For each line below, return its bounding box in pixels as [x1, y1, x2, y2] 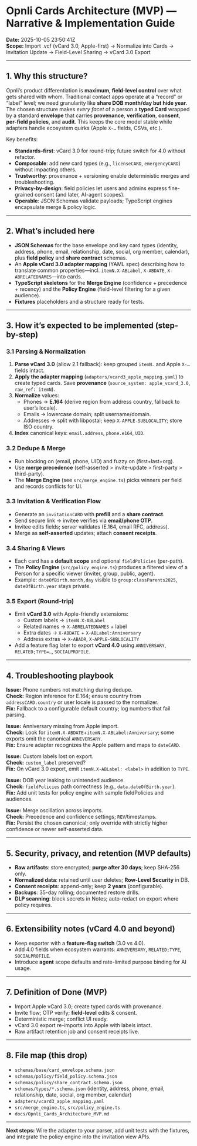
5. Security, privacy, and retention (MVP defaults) [6, 848, 191, 858]
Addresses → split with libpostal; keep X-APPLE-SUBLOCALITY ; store [23, 417, 182, 424]
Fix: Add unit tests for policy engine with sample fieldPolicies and [6, 789, 164, 796]
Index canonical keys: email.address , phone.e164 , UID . [14, 430, 145, 437]
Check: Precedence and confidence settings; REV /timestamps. [6, 813, 157, 821]
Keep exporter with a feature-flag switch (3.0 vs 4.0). [14, 939, 145, 946]
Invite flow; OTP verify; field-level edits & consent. [14, 1009, 137, 1016]
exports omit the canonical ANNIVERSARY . [6, 735, 103, 742]
